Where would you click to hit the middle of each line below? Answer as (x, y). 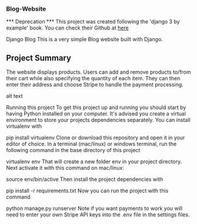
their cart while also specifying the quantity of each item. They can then (93, 78)
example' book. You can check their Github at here (68, 28)
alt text (14, 96)
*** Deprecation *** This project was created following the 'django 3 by (93, 22)
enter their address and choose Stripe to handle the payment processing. (95, 85)
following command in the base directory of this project (73, 150)
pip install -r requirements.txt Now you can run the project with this (87, 191)
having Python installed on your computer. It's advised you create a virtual (96, 114)
